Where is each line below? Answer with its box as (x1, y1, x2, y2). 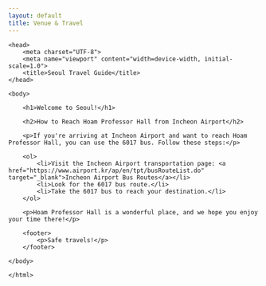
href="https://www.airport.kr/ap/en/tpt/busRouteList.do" (8, 167, 205, 174)
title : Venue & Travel (8, 19, 84, 27)
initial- (204, 55, 233, 63)
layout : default (8, 11, 62, 20)
